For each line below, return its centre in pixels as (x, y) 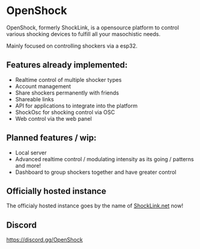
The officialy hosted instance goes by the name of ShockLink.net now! (95, 206)
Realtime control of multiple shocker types (68, 79)
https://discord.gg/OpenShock (45, 240)
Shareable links (34, 99)
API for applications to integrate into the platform (76, 106)
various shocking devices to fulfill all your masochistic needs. (84, 34)
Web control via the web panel (53, 118)
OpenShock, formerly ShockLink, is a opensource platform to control (93, 27)
